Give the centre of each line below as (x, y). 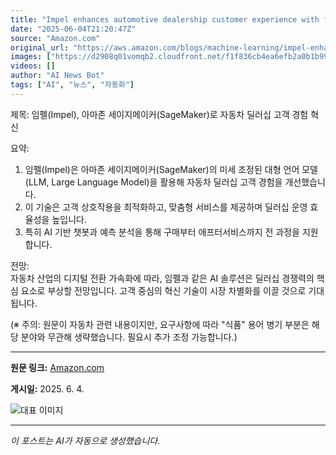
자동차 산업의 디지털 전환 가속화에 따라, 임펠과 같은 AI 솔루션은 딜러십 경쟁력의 (162, 278)
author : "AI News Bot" (57, 76)
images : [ (31, 57)
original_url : (40, 47)
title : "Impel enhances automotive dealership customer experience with (165, 19)
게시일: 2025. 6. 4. (47, 388)
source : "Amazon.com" (55, 38)
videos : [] (33, 66)
